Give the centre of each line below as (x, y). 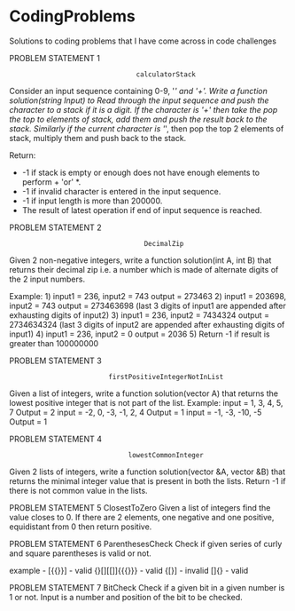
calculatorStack (166, 74)
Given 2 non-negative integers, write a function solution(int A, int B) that (140, 260)
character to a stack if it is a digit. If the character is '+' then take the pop (144, 109)
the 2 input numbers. (47, 279)
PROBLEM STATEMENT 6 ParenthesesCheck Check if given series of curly (146, 544)
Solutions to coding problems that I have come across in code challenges (143, 41)
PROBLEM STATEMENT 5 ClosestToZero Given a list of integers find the (140, 507)
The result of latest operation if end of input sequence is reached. (142, 210)
